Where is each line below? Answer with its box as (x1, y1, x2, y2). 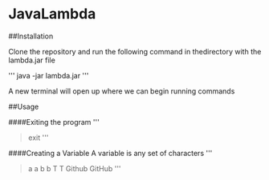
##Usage (8, 102, 39, 111)
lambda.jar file (8, 55, 56, 65)
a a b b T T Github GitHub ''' (27, 163, 122, 173)
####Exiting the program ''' (8, 117, 100, 126)
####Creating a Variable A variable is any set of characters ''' (8, 148, 213, 158)
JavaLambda (8, 5, 96, 23)
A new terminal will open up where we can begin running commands (8, 86, 235, 96)
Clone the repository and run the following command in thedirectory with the (8, 46, 262, 56)
